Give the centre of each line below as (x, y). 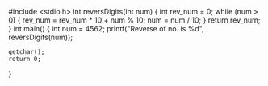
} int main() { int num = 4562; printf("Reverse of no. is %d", (106, 29)
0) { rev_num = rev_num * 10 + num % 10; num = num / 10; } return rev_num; (134, 20)
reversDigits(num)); (41, 37)
